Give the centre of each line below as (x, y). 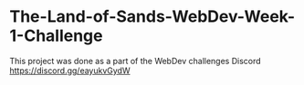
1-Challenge (56, 36)
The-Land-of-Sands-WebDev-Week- (152, 17)
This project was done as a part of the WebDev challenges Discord (136, 61)
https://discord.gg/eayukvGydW (70, 71)
